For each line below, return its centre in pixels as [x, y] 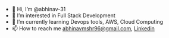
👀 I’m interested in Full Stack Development [64, 15]
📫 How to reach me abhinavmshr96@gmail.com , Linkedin [83, 28]
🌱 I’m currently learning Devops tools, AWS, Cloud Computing [87, 22]
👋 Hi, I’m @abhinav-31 [39, 9]
